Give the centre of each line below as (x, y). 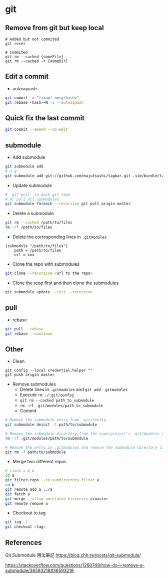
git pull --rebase (24, 329)
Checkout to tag (29, 513)
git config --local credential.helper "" (49, 370)
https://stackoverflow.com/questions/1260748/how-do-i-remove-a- (75, 565)
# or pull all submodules (32, 199)
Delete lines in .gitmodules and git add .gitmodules (74, 390)
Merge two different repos (39, 462)
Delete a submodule (33, 214)
